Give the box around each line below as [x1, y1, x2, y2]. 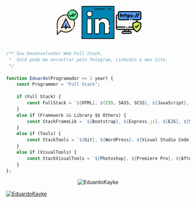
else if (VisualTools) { [16, 149, 77, 155]
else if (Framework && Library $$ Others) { [16, 112, 127, 118]
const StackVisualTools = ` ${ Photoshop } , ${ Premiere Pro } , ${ [27, 155, 181, 161]
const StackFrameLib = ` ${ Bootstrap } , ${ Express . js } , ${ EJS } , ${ [27, 118, 190, 125]
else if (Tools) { [16, 131, 61, 137]
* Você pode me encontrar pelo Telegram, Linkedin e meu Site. [8, 57, 168, 63]
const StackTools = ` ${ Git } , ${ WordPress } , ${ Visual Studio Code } [27, 137, 192, 143]
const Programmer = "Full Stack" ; [16, 81, 100, 87]
